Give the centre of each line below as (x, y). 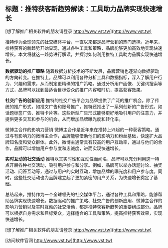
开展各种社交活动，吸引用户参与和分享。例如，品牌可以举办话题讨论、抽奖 (86, 165)
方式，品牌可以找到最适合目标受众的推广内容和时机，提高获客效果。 (75, 90)
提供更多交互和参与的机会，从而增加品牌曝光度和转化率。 (64, 119)
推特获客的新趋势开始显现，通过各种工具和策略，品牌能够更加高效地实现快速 (84, 48)
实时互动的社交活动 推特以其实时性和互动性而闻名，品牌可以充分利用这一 (80, 159)
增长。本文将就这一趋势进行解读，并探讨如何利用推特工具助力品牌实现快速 (82, 54)
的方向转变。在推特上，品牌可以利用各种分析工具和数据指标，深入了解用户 (82, 77)
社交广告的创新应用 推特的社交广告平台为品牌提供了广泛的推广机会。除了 (80, 100)
